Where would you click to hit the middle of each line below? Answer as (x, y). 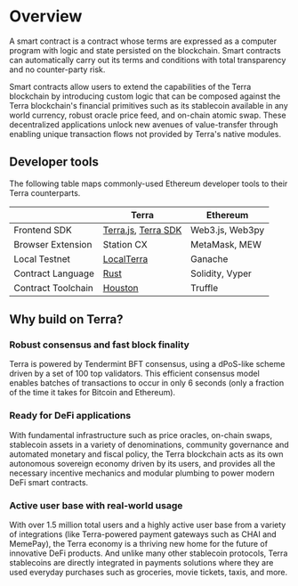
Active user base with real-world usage (96, 505)
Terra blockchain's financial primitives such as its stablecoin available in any (149, 105)
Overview (46, 16)
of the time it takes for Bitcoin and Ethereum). (93, 393)
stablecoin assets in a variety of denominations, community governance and (149, 444)
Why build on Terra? (66, 319)
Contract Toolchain (53, 288)
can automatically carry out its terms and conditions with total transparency (148, 60)
